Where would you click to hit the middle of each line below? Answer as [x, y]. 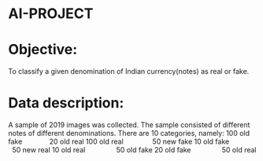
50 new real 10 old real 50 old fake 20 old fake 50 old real [134, 150]
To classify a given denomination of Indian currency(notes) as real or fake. [129, 71]
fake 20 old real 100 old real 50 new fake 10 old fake [119, 141]
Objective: [43, 50]
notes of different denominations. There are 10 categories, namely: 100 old [129, 134]
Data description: [66, 103]
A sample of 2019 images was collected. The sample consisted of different [129, 125]
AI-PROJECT [51, 14]
